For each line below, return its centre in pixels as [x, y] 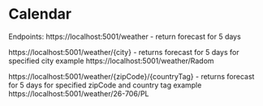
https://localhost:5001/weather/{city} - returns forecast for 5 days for [124, 52]
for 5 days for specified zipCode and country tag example [105, 85]
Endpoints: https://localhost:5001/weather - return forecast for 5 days [125, 36]
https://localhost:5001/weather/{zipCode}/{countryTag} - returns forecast [131, 76]
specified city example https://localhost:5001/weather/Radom [111, 61]
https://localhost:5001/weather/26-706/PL [79, 93]
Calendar [40, 14]
